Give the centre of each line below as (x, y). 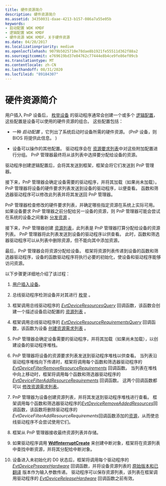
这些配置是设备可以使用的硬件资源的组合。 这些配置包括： (64, 121)
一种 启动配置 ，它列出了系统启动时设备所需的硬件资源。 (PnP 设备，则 (84, 131)
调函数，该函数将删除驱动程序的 (45, 409)
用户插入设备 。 (27, 284)
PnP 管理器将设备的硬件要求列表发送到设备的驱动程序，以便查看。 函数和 (80, 188)
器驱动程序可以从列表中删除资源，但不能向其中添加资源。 (63, 240)
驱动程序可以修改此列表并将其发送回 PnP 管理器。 (64, 194)
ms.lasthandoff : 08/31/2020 (34, 70)
